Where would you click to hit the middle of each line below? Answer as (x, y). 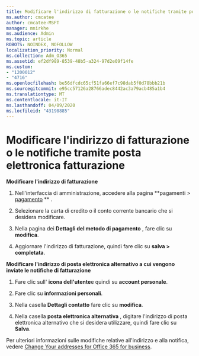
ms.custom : (20, 67)
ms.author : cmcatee (30, 17)
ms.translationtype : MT (36, 94)
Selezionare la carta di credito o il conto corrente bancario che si (94, 211)
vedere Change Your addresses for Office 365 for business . (79, 347)
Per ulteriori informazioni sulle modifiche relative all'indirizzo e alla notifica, (98, 341)
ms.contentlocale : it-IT (37, 100)
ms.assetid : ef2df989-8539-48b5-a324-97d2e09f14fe (70, 61)
